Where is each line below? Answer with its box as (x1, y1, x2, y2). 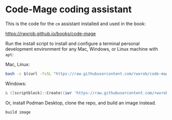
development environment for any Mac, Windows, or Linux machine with (5, 46, 158, 52)
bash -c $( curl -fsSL (5, 71, 52, 76)
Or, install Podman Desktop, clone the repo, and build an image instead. (5, 99, 156, 106)
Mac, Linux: (5, 61, 30, 67)
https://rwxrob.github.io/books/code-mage (5, 30, 96, 36)
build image (5, 109, 31, 115)
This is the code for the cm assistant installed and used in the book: (5, 21, 146, 27)
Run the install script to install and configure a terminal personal (5, 40, 140, 47)
